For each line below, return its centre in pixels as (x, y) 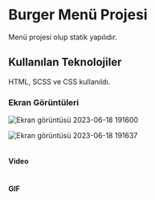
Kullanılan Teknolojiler (65, 62)
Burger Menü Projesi (78, 15)
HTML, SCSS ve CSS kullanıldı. (59, 81)
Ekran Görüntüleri (44, 102)
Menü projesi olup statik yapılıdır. (63, 37)
